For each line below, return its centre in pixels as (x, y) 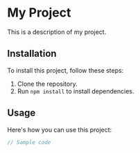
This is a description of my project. (57, 32)
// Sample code (29, 142)
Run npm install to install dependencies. (76, 91)
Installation (32, 54)
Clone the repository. (47, 84)
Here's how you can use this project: (60, 129)
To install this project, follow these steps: (65, 70)
